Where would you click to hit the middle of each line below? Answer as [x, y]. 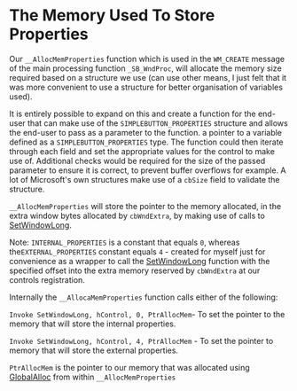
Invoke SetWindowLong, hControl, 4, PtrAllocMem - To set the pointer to [141, 340]
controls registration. [47, 279]
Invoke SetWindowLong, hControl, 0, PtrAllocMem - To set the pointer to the [147, 314]
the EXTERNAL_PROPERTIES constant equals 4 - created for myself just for [137, 251]
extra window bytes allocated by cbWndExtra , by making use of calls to [137, 215]
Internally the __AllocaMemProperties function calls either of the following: [144, 297]
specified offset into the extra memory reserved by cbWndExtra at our [135, 270]
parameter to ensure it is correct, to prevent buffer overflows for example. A [148, 170]
